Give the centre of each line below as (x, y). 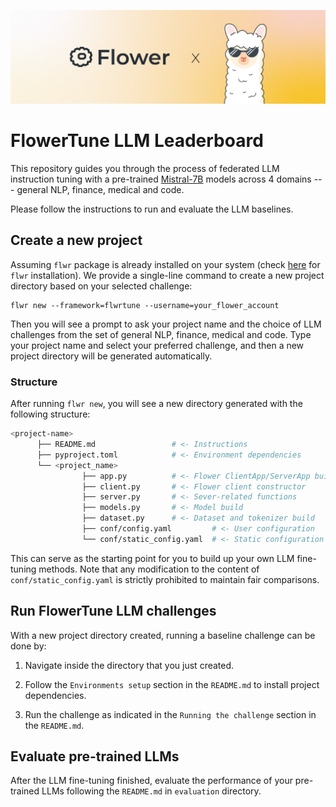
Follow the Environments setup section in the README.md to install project (172, 684)
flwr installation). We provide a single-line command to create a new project (167, 275)
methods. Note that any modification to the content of (149, 569)
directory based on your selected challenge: (101, 286)
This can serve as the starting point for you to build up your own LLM (152, 558)
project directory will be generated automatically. (111, 356)
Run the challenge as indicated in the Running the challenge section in (170, 714)
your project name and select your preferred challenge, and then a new (157, 345)
